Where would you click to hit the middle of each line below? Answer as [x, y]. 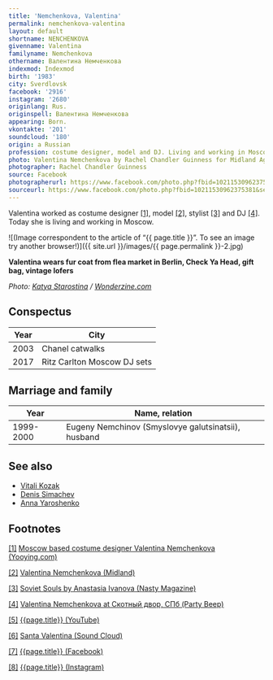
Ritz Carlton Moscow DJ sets [97, 361]
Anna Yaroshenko [50, 503]
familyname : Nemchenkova [50, 54]
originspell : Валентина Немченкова [69, 115]
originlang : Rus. [38, 107]
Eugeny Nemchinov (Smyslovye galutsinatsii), [154, 427]
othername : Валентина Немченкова [65, 62]
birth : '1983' [32, 76]
